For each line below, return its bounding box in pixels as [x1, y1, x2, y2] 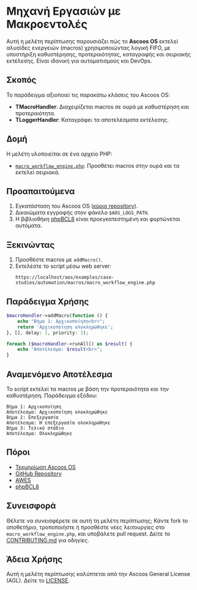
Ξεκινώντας [6, 240, 55, 250]
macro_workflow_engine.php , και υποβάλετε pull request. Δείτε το [6, 530, 170, 537]
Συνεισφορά [6, 501, 56, 511]
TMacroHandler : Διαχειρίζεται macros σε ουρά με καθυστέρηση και [15, 103, 190, 110]
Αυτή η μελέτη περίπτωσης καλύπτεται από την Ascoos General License [6, 570, 191, 578]
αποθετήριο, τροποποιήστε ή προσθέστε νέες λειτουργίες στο [6, 523, 165, 531]
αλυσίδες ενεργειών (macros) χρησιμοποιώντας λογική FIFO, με [6, 44, 171, 51]
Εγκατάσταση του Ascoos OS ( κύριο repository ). [15, 202, 138, 210]
